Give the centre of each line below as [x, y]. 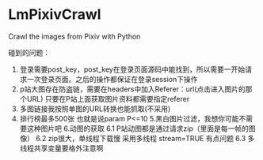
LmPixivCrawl [55, 15]
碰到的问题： [29, 52]
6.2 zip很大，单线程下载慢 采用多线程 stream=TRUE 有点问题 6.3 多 [145, 138]
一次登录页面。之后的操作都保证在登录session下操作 [112, 79]
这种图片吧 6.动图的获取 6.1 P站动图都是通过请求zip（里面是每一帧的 [138, 128]
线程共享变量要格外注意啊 [61, 148]
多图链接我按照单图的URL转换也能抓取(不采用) [95, 109]
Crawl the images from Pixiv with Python [74, 36]
